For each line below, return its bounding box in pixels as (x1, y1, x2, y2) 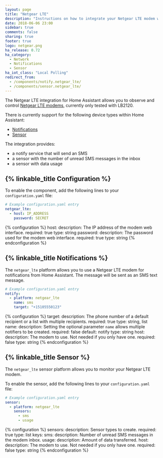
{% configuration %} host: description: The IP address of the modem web (5, 224, 152, 230)
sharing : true (5, 34, 34, 39)
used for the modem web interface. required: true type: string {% (5, 235, 135, 240)
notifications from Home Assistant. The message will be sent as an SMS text (5, 272, 158, 278)
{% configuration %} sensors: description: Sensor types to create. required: (5, 427, 157, 433)
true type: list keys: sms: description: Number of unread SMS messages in (5, 432, 154, 438)
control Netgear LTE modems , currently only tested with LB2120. (5, 102, 134, 108)
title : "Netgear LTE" (5, 12, 49, 17)
